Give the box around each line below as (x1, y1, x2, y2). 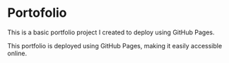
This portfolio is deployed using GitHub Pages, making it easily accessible (7, 41, 223, 50)
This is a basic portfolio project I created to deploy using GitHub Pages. (7, 28, 215, 36)
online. (7, 49, 27, 57)
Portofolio (7, 5, 67, 21)
